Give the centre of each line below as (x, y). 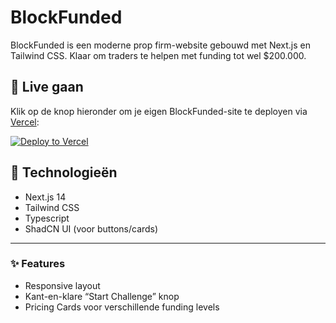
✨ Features (38, 264)
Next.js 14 (45, 197)
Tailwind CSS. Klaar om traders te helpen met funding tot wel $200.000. (158, 55)
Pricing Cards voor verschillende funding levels (122, 307)
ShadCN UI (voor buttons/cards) (91, 228)
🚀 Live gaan (47, 87)
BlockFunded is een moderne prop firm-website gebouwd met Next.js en (160, 45)
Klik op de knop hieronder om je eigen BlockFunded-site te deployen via (159, 111)
